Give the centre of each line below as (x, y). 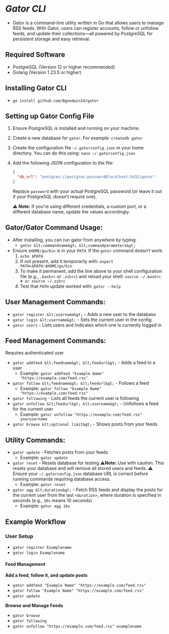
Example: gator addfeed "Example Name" (62, 374)
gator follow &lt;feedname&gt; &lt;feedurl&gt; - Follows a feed (81, 383)
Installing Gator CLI (36, 88)
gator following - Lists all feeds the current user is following (76, 398)
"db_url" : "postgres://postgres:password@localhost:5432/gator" (86, 177)
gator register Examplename (42, 547)
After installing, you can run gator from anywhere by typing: (75, 240)
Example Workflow (36, 522)
